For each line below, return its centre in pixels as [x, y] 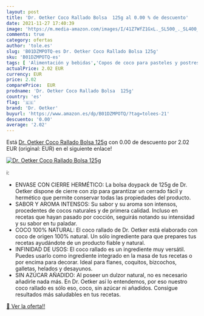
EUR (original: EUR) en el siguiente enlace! [59, 149]
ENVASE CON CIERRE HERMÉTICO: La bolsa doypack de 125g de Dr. [101, 185]
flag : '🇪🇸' [21, 102]
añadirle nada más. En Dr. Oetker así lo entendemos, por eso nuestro [101, 282]
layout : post [23, 12]
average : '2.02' [27, 125]
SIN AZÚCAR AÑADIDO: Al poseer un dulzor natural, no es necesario [101, 275]
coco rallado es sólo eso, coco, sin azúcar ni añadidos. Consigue [96, 288]
